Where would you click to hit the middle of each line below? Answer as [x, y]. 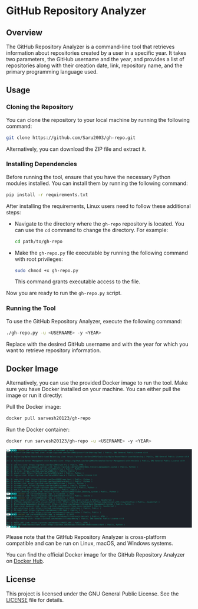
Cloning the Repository [40, 107]
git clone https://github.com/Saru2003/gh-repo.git [71, 138]
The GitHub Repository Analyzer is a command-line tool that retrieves [90, 47]
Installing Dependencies [42, 164]
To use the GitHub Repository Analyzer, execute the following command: [94, 321]
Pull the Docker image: [34, 407]
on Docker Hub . [25, 561]
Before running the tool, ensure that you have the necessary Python [88, 177]
